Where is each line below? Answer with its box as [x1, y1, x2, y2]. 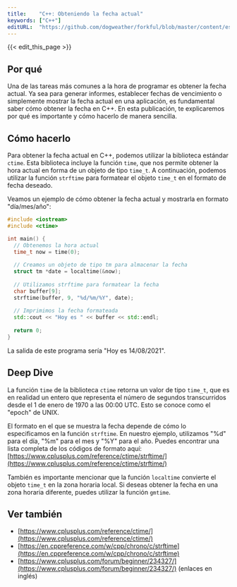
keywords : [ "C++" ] [7, 17, 61, 24]
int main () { [7, 235, 46, 242]
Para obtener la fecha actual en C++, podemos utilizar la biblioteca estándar [7, 151, 229, 159]
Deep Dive [7, 367, 54, 379]
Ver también [7, 508, 63, 520]
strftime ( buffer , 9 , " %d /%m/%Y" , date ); [13, 294, 134, 301]
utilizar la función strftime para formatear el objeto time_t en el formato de [7, 174, 227, 182]
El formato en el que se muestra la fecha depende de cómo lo [7, 421, 187, 430]
